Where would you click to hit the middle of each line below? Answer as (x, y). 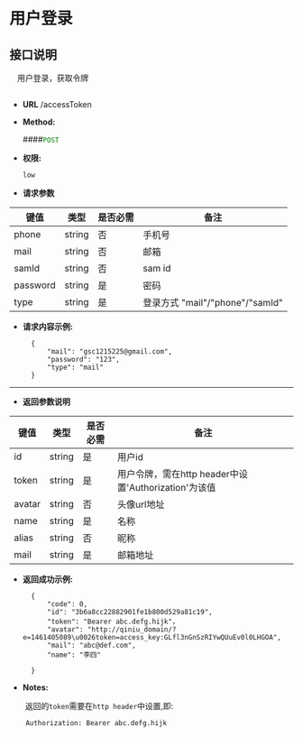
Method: (39, 122)
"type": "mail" (75, 368)
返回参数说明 (46, 401)
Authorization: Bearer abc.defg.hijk (96, 723)
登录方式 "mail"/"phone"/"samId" (213, 303)
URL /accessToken (57, 105)
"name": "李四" (74, 655)
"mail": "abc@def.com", (92, 646)
